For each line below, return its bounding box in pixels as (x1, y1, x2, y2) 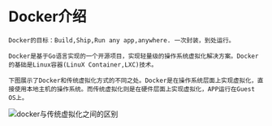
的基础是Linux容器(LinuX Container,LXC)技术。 (8, 60, 158, 69)
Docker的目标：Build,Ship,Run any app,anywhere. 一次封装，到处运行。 (8, 36, 235, 45)
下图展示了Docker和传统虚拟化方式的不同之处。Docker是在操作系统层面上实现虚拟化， (8, 76, 258, 85)
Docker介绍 (8, 7, 87, 26)
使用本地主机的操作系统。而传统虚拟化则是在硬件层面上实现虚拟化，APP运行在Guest (14, 85, 256, 93)
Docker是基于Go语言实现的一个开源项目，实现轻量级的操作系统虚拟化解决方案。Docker (8, 52, 259, 60)
